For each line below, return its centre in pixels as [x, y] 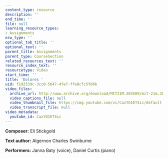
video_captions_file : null [38, 98]
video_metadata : [22, 112]
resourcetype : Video [27, 70]
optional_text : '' [24, 47]
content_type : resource [30, 10]
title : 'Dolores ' [24, 79]
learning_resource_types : [32, 28]
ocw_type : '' [19, 38]
